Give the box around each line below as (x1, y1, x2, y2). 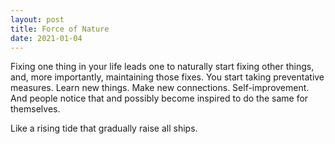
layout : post (10, 14, 65, 25)
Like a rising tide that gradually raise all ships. (10, 122, 198, 135)
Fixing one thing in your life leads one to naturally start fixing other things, (10, 61, 315, 73)
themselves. (10, 103, 61, 115)
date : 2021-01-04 (10, 33, 83, 43)
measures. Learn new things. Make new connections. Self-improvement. (10, 82, 310, 94)
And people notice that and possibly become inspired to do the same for (10, 92, 309, 105)
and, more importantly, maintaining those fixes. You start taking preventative (10, 71, 325, 83)
